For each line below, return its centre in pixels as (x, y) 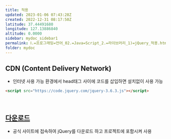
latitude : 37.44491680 (29, 24)
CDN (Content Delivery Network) (59, 68)
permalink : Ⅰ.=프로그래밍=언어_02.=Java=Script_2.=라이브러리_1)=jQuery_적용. (83, 43)
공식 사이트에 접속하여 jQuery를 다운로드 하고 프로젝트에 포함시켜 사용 (82, 131)
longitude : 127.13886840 (32, 29)
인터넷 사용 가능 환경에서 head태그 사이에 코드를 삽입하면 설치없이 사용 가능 (88, 81)
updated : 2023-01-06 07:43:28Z (38, 15)
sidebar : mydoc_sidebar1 (32, 39)
